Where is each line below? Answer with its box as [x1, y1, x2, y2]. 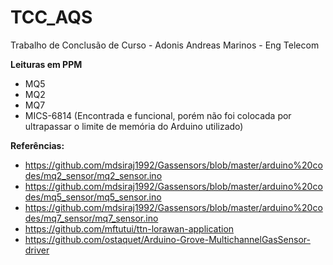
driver [24, 244, 50, 256]
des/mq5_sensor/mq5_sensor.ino [24, 191, 162, 203]
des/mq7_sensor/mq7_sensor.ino [24, 212, 159, 224]
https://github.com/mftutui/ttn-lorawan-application [24, 222, 235, 235]
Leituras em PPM [10, 58, 83, 70]
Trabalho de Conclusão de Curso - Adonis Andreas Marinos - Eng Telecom [10, 39, 320, 51]
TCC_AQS [10, 6, 93, 29]
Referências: [10, 139, 65, 151]
